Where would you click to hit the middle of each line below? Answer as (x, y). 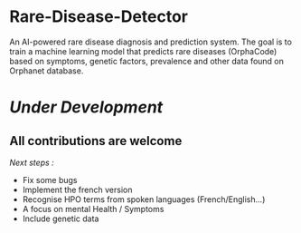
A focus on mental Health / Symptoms (93, 209)
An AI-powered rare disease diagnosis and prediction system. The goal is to (150, 42)
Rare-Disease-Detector (99, 17)
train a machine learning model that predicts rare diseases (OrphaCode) (143, 51)
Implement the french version (77, 189)
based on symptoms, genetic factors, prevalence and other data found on (147, 61)
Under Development (86, 107)
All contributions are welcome (96, 141)
